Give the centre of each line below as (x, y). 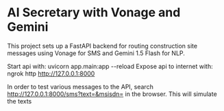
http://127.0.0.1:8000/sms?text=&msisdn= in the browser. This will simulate (112, 94)
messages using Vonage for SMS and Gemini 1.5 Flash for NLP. (96, 53)
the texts (20, 101)
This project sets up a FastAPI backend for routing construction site (102, 46)
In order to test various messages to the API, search (80, 86)
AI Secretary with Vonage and (94, 13)
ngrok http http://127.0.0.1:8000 (51, 74)
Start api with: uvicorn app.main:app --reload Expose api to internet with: (110, 66)
